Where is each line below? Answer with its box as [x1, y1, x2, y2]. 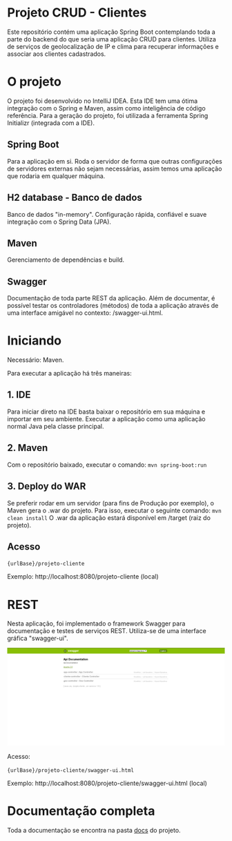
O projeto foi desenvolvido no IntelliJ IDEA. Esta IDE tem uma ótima [7, 97, 198, 105]
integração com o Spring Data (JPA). [7, 217, 112, 226]
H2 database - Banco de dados [7, 192, 143, 204]
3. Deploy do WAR [7, 481, 86, 492]
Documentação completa [7, 803, 155, 819]
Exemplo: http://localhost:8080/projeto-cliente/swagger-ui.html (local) [7, 779, 207, 787]
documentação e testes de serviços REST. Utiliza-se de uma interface [7, 627, 206, 635]
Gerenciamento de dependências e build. [7, 255, 125, 264]
